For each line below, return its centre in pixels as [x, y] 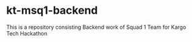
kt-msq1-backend [52, 10]
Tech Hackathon [27, 33]
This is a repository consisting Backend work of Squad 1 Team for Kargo [96, 27]
